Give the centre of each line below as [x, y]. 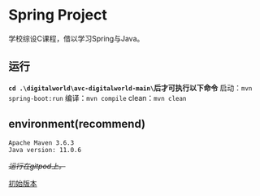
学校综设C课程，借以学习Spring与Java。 [76, 38]
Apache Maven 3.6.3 [41, 143]
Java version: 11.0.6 [45, 150]
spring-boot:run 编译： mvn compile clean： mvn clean [97, 98]
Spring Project [58, 15]
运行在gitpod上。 [37, 166]
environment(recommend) [77, 124]
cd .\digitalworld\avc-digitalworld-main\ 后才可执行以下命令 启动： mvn [130, 88]
